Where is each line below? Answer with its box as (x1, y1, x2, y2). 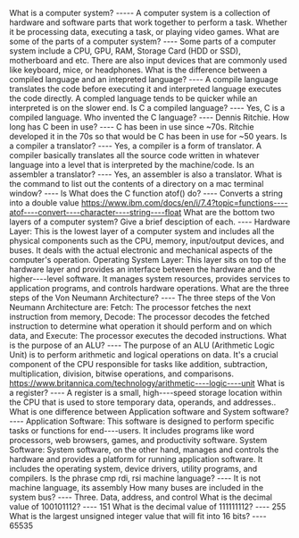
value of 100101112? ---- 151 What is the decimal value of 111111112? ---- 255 (9, 501, 287, 512)
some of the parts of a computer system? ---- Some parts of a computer (9, 36, 277, 46)
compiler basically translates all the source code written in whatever (9, 150, 260, 160)
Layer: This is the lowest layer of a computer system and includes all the (9, 226, 275, 236)
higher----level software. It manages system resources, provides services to (9, 273, 291, 284)
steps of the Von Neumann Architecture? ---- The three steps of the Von (9, 292, 276, 303)
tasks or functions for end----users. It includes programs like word (9, 425, 254, 436)
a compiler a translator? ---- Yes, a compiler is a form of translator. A (9, 140, 262, 151)
